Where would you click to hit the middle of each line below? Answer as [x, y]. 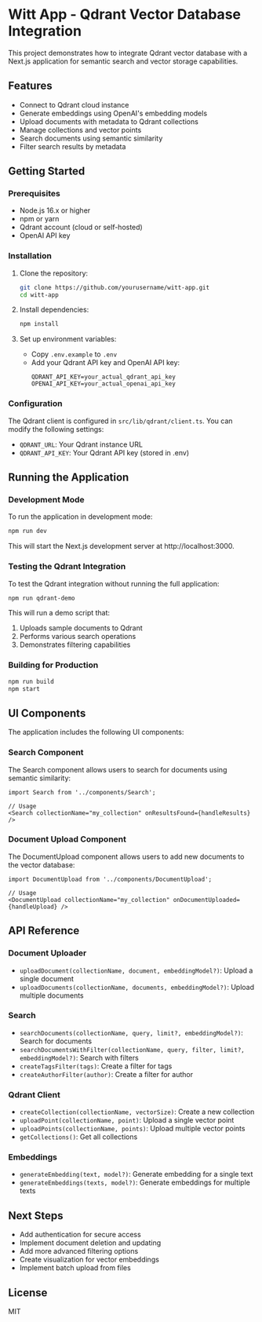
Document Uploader [47, 953]
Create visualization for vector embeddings [89, 1260]
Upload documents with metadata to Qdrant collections [109, 121]
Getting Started [47, 172]
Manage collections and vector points [80, 130]
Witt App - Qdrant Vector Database [125, 15]
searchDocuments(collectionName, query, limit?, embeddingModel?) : [131, 1032]
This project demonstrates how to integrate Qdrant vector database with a [128, 53]
